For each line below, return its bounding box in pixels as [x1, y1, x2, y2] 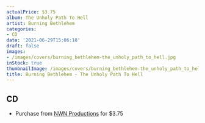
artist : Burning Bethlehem [6, 20, 75, 26]
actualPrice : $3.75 [6, 9, 56, 15]
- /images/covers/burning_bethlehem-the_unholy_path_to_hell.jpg [6, 54, 176, 60]
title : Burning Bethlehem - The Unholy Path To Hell [6, 71, 143, 77]
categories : [6, 26, 37, 32]
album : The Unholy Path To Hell [6, 15, 88, 21]
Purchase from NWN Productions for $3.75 [15, 110, 124, 118]
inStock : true [6, 60, 43, 66]
